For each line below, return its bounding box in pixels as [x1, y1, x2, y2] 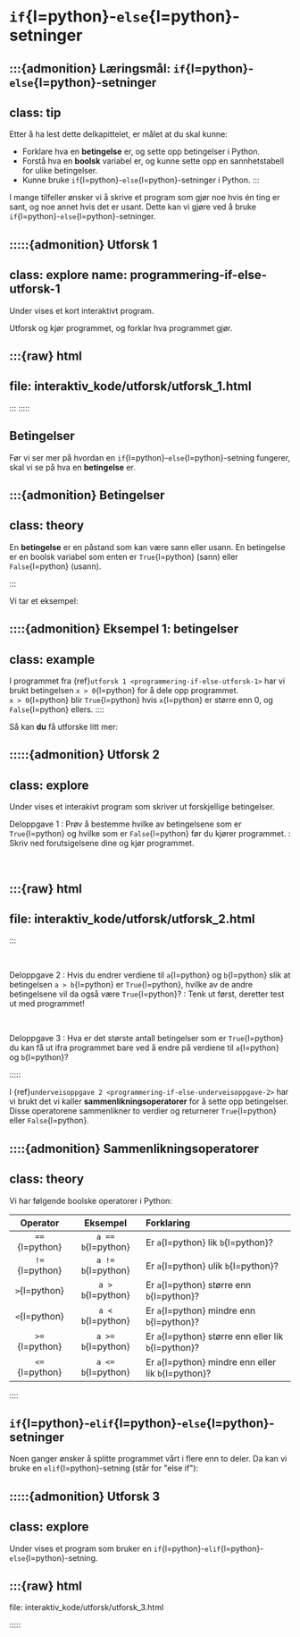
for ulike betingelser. [21, 165, 98, 176]
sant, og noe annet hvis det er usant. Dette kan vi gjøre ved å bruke [9, 201, 257, 212]
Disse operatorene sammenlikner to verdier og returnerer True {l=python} [9, 1106, 277, 1116]
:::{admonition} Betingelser [9, 488, 165, 503]
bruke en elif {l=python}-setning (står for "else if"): [9, 1463, 199, 1473]
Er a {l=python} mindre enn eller [146, 1355, 277, 1368]
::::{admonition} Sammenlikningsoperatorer [9, 1141, 260, 1156]
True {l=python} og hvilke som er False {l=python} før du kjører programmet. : [9, 828, 291, 839]
